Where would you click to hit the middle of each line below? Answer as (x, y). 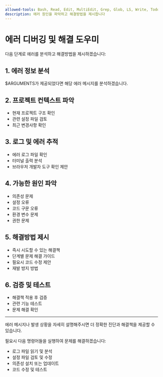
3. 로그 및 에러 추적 (32, 142)
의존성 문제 (23, 196)
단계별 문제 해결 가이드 (33, 256)
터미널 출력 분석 (27, 161)
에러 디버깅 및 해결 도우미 (52, 40)
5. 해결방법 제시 (27, 237)
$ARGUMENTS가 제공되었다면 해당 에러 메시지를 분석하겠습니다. (67, 84)
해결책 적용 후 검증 (30, 298)
